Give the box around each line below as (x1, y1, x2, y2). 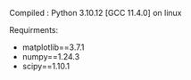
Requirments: (9, 25, 59, 35)
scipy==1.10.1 (21, 61, 70, 71)
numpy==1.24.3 (21, 52, 80, 61)
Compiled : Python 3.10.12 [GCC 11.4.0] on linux (9, 8, 182, 18)
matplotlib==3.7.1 (21, 42, 85, 52)
